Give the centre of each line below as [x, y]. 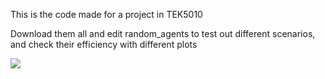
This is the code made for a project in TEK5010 [106, 14]
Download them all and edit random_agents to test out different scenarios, [163, 33]
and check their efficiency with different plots [104, 44]
